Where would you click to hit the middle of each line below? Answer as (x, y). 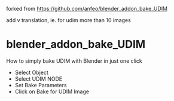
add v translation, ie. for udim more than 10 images (69, 20)
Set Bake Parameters (41, 85)
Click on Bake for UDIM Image (52, 91)
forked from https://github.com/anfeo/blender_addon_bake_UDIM (87, 9)
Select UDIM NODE (39, 79)
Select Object (32, 72)
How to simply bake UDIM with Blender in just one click (74, 61)
